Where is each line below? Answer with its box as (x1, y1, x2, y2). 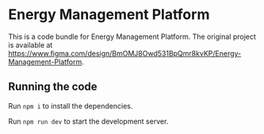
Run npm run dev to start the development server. (8, 117, 169, 126)
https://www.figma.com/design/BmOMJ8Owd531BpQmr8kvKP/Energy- (8, 48, 242, 58)
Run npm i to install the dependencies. (8, 101, 133, 110)
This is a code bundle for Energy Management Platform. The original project (8, 32, 256, 41)
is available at (8, 40, 53, 49)
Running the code (8, 80, 98, 94)
